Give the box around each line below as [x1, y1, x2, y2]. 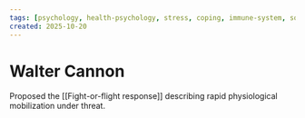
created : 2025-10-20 [9, 22, 88, 31]
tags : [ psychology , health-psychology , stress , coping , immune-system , [9, 13, 286, 23]
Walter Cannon [9, 61, 125, 82]
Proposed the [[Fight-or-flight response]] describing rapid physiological [9, 91, 279, 102]
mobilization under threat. [9, 101, 106, 112]
